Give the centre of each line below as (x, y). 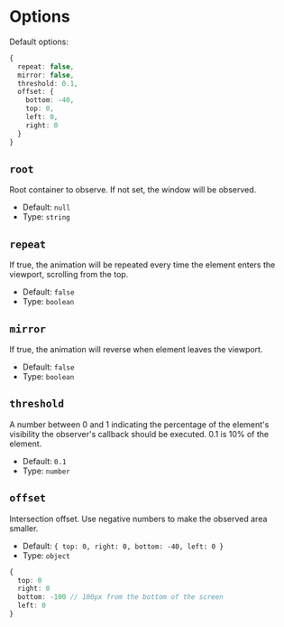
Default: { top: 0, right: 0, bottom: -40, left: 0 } (123, 546)
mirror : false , (46, 75)
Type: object (46, 555)
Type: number (46, 471)
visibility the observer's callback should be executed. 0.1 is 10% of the (139, 434)
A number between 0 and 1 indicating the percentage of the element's (139, 424)
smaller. (24, 528)
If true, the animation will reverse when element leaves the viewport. (136, 349)
